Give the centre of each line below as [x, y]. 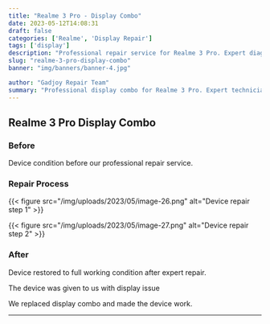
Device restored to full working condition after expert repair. [107, 272]
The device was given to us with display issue [84, 288]
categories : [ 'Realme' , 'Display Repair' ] [80, 38]
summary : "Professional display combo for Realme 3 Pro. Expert [118, 90]
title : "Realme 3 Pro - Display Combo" [75, 16]
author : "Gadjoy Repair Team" [59, 82]
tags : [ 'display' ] [39, 46]
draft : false [30, 31]
